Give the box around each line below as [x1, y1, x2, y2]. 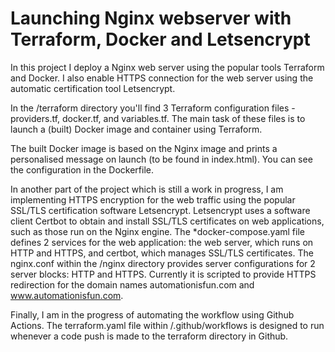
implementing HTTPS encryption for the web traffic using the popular [10, 193, 296, 206]
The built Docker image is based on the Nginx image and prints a [10, 142, 278, 154]
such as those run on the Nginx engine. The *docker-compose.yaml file [10, 225, 305, 237]
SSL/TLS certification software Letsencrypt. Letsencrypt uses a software [10, 204, 311, 216]
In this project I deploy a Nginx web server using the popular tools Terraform [10, 61, 325, 73]
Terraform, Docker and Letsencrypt [10, 28, 311, 51]
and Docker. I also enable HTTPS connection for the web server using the [10, 72, 314, 84]
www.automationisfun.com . [10, 289, 124, 301]
